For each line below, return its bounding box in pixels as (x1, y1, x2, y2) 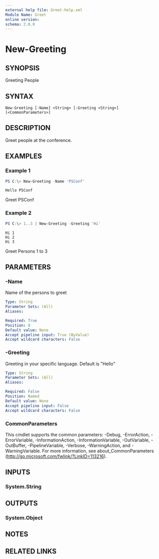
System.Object (5, 514, 43, 521)
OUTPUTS (5, 499, 38, 508)
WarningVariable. (5, 448, 42, 454)
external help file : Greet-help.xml (5, 7, 83, 13)
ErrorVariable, (5, 437, 34, 443)
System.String (5, 483, 42, 490)
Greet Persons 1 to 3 (5, 248, 48, 254)
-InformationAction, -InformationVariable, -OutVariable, (35, 437, 150, 443)
